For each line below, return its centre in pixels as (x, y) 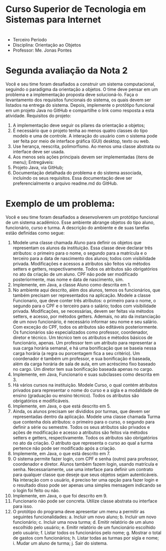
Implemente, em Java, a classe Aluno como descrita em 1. (72, 285)
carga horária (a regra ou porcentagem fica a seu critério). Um (76, 353)
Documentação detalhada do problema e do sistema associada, (78, 173)
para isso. (23, 506)
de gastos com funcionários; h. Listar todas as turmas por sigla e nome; (86, 538)
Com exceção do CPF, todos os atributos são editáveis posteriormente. (85, 327)
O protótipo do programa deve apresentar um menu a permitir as (79, 512)
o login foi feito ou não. (36, 490)
